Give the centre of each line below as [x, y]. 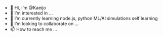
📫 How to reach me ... [33, 29]
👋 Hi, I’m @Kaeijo [28, 8]
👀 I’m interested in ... [31, 13]
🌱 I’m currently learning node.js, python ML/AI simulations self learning [84, 18]
